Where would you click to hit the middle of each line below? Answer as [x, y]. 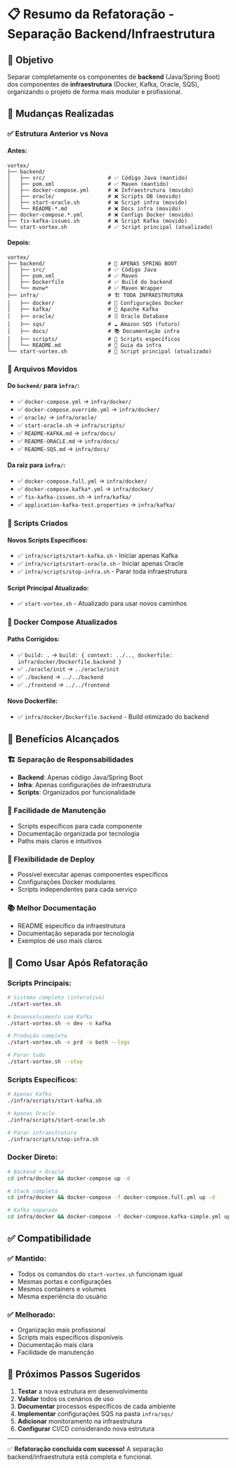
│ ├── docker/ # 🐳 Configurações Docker [96, 303]
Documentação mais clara [55, 1345]
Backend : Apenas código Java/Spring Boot [80, 777]
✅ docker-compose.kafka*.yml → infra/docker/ [85, 489]
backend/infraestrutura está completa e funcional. [80, 1457]
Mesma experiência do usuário [62, 1296]
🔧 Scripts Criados [38, 523]
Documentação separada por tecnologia [76, 933]
